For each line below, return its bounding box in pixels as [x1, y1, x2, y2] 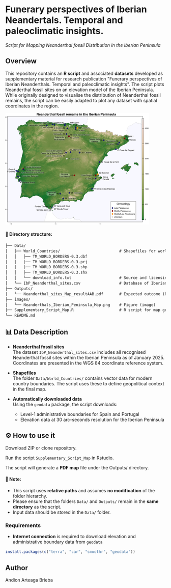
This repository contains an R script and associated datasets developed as [5, 70, 163, 76]
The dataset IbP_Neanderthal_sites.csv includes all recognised [12, 349, 146, 355]
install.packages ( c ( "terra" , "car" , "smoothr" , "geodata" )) [5, 549, 136, 554]
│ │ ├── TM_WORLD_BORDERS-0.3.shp [5, 265, 88, 270]
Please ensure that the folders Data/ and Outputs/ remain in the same [12, 498, 159, 505]
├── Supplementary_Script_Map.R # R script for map [5, 307, 160, 313]
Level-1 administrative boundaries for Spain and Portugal [20, 411, 139, 417]
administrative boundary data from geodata [12, 539, 103, 545]
